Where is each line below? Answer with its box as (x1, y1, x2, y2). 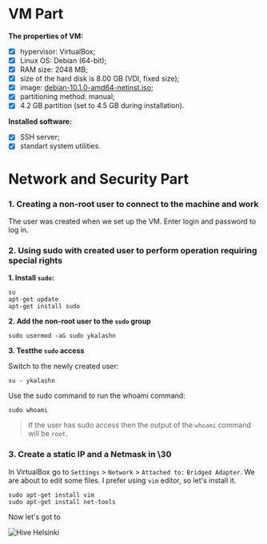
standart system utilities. (19, 141, 102, 151)
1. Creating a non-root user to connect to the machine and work (8, 198, 259, 209)
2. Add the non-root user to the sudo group (8, 316, 152, 326)
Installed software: (8, 117, 73, 126)
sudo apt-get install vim (8, 490, 94, 499)
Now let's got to (8, 512, 62, 522)
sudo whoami (8, 407, 48, 415)
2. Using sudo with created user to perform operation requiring (8, 244, 257, 256)
